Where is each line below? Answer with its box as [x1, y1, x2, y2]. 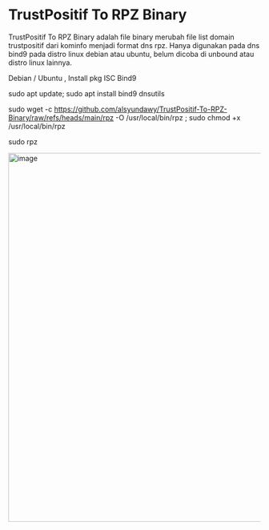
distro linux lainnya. [8, 58, 72, 67]
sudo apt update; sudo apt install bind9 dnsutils [8, 88, 166, 98]
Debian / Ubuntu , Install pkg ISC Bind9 [8, 73, 137, 83]
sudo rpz [8, 136, 38, 146]
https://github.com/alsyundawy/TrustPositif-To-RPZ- [54, 104, 227, 114]
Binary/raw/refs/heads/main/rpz [8, 112, 114, 122]
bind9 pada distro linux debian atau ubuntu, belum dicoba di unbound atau [8, 49, 255, 59]
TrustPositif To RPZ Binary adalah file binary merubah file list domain [8, 32, 235, 42]
